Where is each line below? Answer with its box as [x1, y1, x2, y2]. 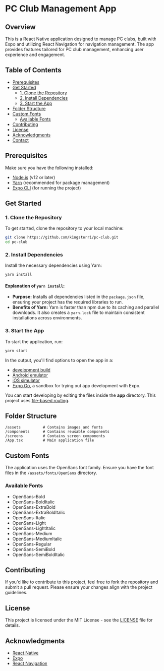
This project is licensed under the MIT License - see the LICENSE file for [5, 617, 153, 623]
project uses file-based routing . [5, 397, 70, 403]
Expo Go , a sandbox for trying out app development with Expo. [12, 382, 141, 388]
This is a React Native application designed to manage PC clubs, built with [5, 36, 157, 42]
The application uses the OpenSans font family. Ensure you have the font [5, 465, 154, 471]
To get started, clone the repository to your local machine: [5, 225, 124, 231]
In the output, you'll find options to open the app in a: [5, 357, 113, 363]
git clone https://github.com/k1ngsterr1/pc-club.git [5, 235, 119, 240]
